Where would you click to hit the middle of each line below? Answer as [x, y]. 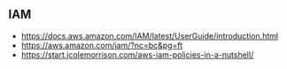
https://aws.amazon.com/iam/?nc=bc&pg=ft [102, 45]
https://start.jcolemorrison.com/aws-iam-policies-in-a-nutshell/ [137, 54]
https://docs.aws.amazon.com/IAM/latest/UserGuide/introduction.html [150, 35]
